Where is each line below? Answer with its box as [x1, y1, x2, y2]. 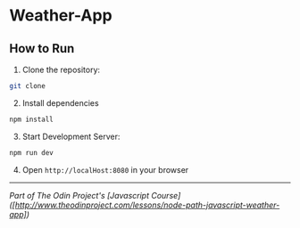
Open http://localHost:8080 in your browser [21, 164, 189, 175]
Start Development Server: [21, 131, 121, 142]
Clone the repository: [21, 64, 101, 75]
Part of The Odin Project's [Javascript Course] [9, 190, 181, 200]
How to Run [9, 41, 75, 56]
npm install [9, 115, 54, 124]
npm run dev [9, 148, 54, 157]
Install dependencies [21, 97, 100, 108]
